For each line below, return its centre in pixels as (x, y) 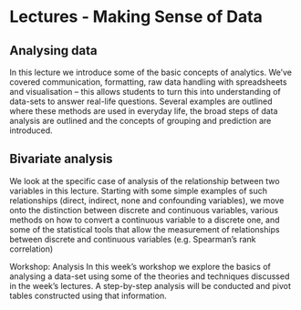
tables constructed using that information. (88, 295)
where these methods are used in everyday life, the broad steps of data (144, 111)
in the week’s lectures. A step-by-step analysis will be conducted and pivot (150, 285)
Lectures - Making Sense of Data (136, 17)
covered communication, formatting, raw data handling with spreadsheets (148, 82)
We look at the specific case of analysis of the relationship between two (145, 181)
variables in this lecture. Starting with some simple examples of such (138, 191)
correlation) (31, 249)
